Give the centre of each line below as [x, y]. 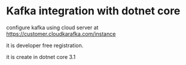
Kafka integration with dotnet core [93, 11]
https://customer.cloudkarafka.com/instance [61, 33]
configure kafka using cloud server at [52, 27]
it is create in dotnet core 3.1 [41, 57]
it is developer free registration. [45, 45]
